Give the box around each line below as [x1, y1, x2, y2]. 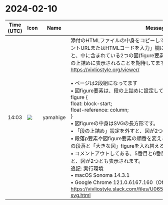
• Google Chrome [70, 179, 112, 186]
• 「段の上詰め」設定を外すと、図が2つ [70, 127, 163, 134]
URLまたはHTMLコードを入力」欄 [80, 44, 160, 51]
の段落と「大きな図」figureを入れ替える [70, 142, 164, 149]
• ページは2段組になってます [70, 79, 138, 86]
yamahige [42, 114, 66, 121]
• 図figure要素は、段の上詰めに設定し [70, 87, 159, 94]
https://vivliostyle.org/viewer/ [70, 66, 140, 73]
